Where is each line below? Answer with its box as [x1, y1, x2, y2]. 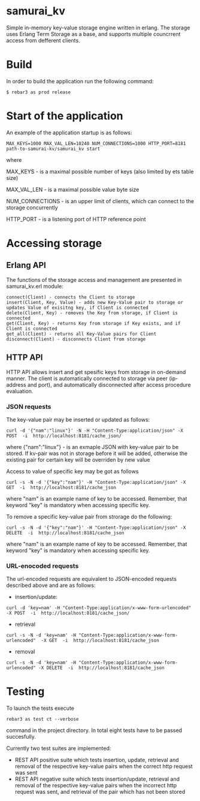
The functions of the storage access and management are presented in [6, 276, 182, 283]
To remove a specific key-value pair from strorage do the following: [6, 513, 172, 520]
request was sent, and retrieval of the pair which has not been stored [14, 788, 186, 796]
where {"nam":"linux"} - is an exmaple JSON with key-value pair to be [6, 443, 179, 450]
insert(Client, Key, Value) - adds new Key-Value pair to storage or [6, 299, 184, 305]
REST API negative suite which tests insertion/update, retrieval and [14, 775, 180, 783]
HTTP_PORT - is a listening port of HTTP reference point [6, 215, 146, 222]
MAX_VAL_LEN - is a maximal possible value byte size [6, 186, 140, 193]
